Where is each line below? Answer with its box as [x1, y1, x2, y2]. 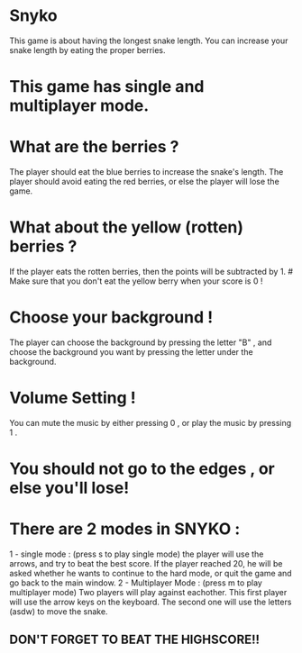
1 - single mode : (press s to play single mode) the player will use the [9, 549, 264, 559]
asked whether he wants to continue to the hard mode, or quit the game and [9, 568, 292, 578]
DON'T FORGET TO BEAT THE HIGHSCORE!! [9, 632, 260, 648]
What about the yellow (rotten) [9, 217, 244, 238]
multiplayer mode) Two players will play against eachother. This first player [9, 587, 288, 597]
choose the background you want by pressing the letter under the [9, 346, 254, 357]
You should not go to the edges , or [9, 458, 275, 479]
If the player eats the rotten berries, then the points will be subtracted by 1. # [9, 267, 294, 277]
